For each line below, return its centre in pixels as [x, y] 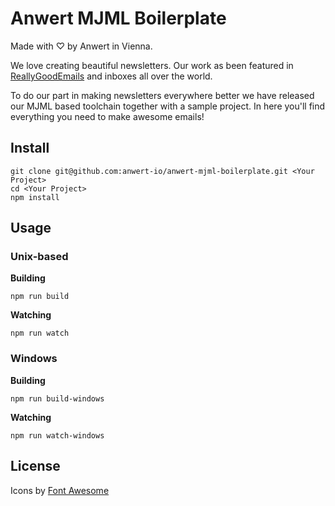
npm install [35, 197]
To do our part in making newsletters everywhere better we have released [162, 95]
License [35, 466]
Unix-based [39, 257]
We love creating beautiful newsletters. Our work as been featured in [152, 65]
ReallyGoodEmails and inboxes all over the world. [111, 76]
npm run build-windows [57, 398]
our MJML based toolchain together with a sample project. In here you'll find [168, 106]
